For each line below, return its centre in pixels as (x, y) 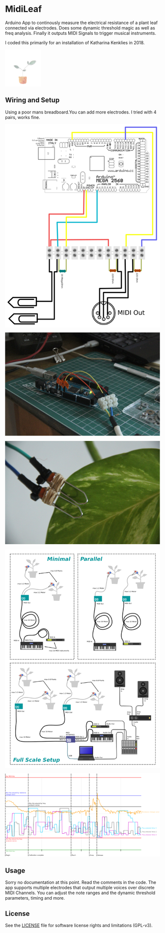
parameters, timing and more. (35, 898)
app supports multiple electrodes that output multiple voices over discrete (80, 888)
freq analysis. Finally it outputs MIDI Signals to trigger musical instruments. (81, 33)
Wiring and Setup (32, 100)
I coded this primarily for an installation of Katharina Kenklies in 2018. (75, 42)
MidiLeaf (24, 9)
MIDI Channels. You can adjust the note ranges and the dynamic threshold (80, 893)
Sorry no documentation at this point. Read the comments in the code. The (81, 882)
